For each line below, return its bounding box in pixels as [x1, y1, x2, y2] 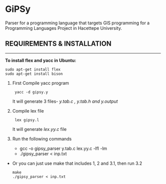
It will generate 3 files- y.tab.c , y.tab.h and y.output [12, 98, 118, 104]
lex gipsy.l [14, 118, 40, 123]
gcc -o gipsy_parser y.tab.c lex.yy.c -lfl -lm [19, 145, 107, 151]
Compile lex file [12, 108, 44, 114]
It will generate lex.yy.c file [12, 126, 67, 132]
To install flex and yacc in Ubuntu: [5, 57, 77, 63]
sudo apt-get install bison [5, 71, 63, 76]
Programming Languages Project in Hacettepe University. [5, 25, 123, 31]
